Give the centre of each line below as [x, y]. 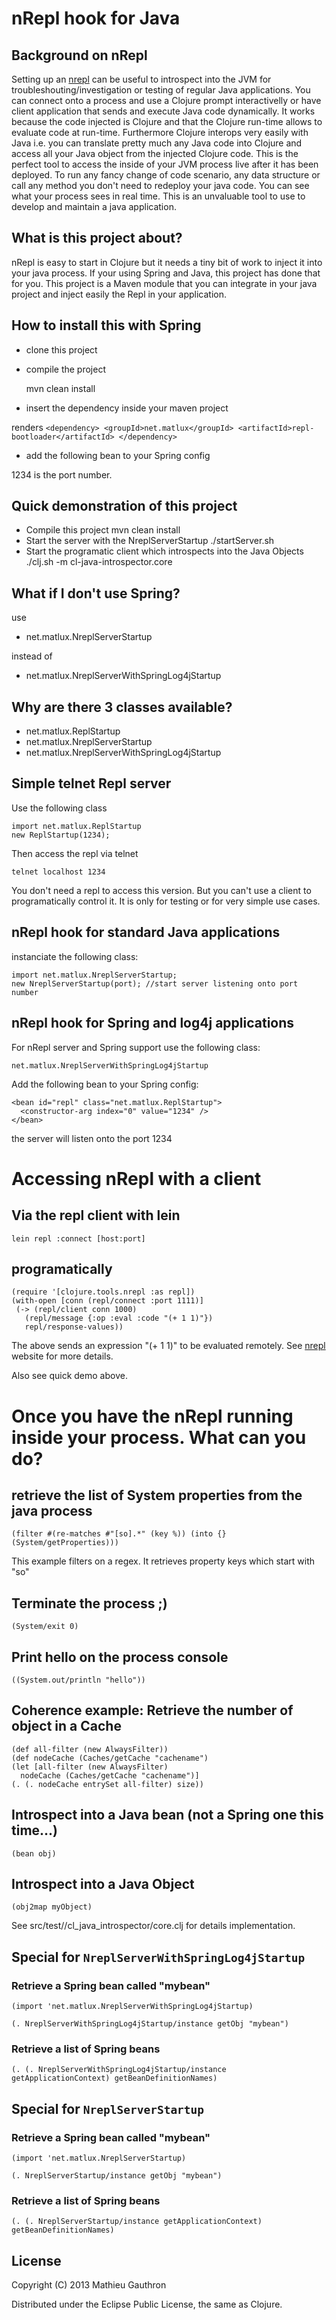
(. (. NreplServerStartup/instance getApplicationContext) [137, 2222]
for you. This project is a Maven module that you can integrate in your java [164, 283]
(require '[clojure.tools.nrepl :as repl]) [103, 1292]
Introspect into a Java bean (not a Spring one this [167, 1815]
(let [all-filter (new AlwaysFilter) [90, 1767]
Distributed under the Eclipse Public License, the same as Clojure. [147, 2304]
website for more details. [62, 1356]
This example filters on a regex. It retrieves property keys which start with [163, 1561]
